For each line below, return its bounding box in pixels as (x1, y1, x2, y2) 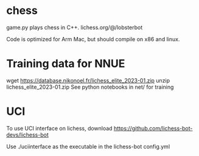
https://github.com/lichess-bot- (113, 124, 193, 132)
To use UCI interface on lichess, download (6, 124, 113, 132)
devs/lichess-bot (6, 131, 49, 138)
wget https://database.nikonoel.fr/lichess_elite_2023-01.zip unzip (6, 76, 170, 84)
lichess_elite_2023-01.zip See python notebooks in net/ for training (6, 83, 174, 90)
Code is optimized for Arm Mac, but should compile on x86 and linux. (6, 35, 180, 42)
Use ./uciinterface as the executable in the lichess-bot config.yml (6, 143, 170, 150)
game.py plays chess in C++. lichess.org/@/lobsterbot (6, 24, 143, 31)
